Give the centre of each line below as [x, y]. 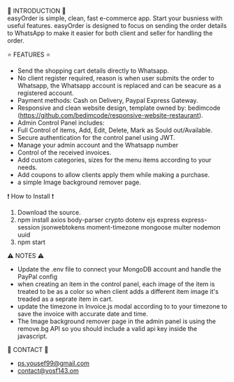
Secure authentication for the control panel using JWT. [96, 137]
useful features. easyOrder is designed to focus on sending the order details [117, 26]
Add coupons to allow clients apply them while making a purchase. [114, 175]
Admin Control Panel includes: [61, 123]
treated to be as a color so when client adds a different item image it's [118, 291]
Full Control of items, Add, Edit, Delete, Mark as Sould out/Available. [115, 130]
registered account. [46, 93]
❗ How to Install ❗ [31, 196]
